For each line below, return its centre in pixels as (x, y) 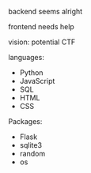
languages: (27, 57)
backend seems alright (45, 11)
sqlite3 (30, 145)
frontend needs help (42, 26)
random (32, 154)
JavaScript (37, 81)
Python (31, 73)
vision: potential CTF (42, 42)
